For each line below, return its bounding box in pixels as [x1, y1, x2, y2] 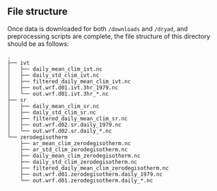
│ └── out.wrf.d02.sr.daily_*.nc [7, 127, 112, 134]
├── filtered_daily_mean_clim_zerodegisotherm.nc [20, 164, 170, 172]
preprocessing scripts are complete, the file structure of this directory [7, 32, 211, 40]
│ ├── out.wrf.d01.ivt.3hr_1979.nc [7, 84, 119, 91]
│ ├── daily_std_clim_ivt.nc [7, 71, 100, 79]
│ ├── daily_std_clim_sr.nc [7, 109, 97, 116]
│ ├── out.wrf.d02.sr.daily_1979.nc [7, 121, 122, 128]
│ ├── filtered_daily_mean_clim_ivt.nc [7, 78, 131, 85]
